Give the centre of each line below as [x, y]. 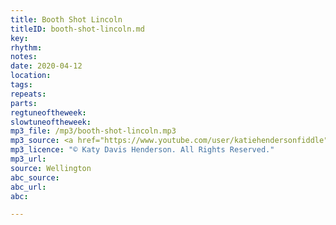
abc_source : [35, 177]
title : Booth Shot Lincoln [66, 19]
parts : [24, 103]
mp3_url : [28, 159]
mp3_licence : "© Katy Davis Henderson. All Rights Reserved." [142, 150]
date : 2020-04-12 [46, 66]
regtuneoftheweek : [48, 112]
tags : [21, 85]
